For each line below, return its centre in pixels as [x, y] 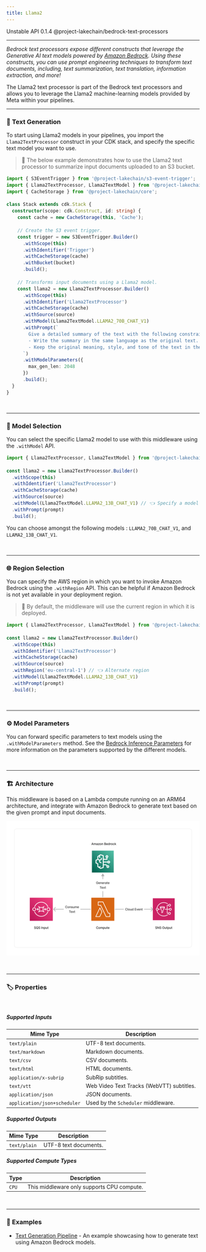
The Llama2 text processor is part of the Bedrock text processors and [94, 87]
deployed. [34, 613]
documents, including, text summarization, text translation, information [96, 68]
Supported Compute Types [42, 1160]
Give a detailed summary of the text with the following [102, 334]
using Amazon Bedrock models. [55, 1242]
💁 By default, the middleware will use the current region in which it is [108, 607]
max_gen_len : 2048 [52, 367]
